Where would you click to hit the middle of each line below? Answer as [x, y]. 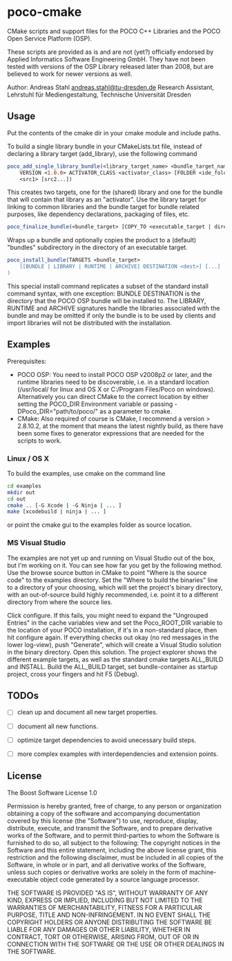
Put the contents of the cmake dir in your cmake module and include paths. [114, 133]
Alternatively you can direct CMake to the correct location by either [113, 396]
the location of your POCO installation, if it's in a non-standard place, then [112, 630]
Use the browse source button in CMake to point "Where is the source [107, 572]
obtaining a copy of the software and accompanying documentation [104, 813]
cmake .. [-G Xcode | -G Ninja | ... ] [65, 505]
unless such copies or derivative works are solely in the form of [97, 872]
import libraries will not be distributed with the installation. [89, 322]
